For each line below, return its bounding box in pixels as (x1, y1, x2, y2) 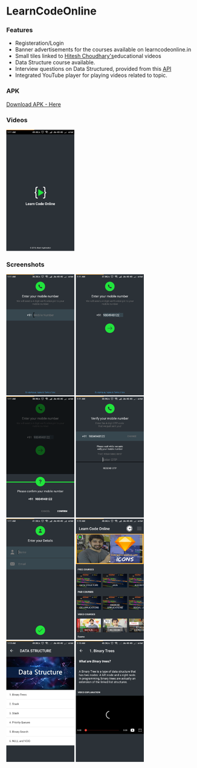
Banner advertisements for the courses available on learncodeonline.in (15, 46, 192, 53)
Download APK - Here (6, 100, 62, 108)
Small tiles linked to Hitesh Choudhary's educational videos (15, 53, 161, 60)
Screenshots (6, 260, 45, 269)
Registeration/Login (15, 39, 65, 47)
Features (6, 26, 33, 34)
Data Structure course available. (15, 59, 95, 66)
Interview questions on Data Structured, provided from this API (15, 65, 172, 73)
